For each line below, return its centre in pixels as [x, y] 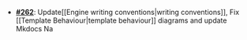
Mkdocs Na [34, 29]
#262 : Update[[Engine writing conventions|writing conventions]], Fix [127, 12]
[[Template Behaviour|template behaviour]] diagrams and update [121, 20]
